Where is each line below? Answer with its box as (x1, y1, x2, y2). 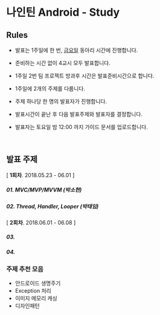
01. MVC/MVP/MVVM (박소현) (6, 186, 82, 193)
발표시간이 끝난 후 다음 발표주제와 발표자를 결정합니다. (14, 111, 143, 117)
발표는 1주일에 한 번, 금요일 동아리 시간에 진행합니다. (14, 46, 138, 54)
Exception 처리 (14, 287, 51, 294)
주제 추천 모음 (6, 264, 44, 273)
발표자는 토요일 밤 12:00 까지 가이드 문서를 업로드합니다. (14, 123, 148, 130)
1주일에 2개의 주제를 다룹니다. (14, 85, 86, 92)
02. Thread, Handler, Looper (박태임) (6, 202, 99, 210)
